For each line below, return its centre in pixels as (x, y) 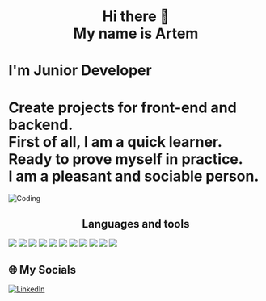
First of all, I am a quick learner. (115, 142)
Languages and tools (136, 224)
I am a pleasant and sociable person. (134, 176)
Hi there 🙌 (136, 17)
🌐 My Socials (42, 270)
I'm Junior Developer (80, 71)
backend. (41, 125)
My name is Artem (136, 33)
